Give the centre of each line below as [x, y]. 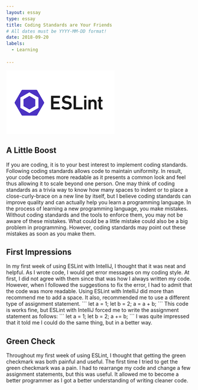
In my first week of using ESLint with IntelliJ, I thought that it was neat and [96, 266]
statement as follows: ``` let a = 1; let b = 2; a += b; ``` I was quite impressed [98, 316]
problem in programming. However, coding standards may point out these [96, 227]
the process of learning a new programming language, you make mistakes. [97, 208]
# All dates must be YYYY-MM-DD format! [57, 31]
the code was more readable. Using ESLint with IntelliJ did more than [90, 291]
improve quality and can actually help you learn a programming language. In [99, 202]
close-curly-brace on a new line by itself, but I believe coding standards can [99, 196]
